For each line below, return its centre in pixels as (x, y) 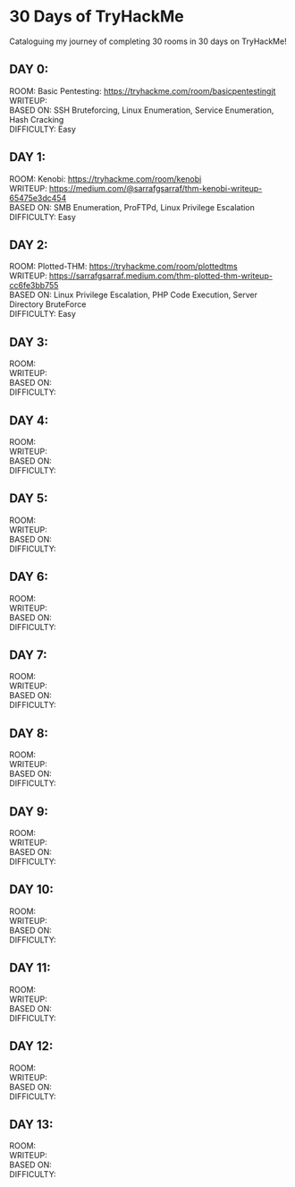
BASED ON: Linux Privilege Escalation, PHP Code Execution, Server (133, 295)
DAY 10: (31, 889)
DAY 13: (31, 1124)
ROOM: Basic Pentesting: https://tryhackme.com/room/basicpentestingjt (143, 90)
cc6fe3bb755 (34, 286)
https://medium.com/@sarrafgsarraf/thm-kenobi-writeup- (156, 188)
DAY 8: (29, 733)
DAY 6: (29, 577)
